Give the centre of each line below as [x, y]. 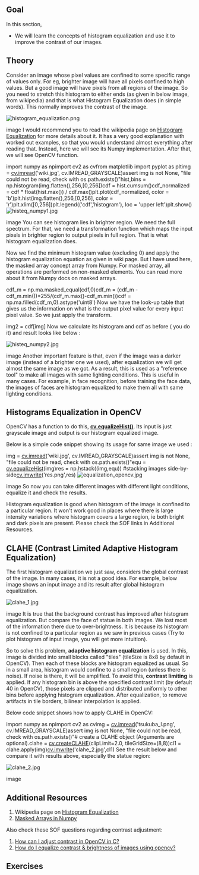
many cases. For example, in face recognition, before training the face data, [99, 381]
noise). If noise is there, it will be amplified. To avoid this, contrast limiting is [99, 676]
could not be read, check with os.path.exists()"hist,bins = [76, 179]
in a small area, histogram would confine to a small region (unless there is [96, 670]
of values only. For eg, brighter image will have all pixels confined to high [95, 81]
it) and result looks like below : [43, 333]
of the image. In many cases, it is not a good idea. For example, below [91, 578]
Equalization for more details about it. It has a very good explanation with [95, 136]
